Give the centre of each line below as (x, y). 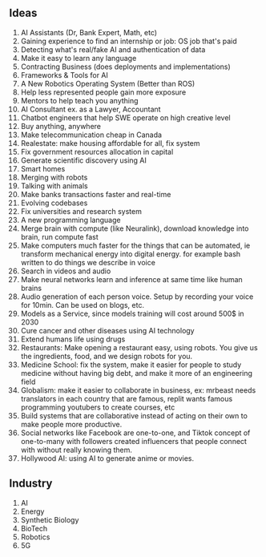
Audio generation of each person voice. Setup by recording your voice (137, 297)
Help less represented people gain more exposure (103, 92)
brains (31, 288)
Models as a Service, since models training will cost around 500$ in (132, 313)
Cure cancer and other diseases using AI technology (107, 330)
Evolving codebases (54, 203)
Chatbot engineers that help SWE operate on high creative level (125, 117)
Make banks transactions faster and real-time (96, 194)
